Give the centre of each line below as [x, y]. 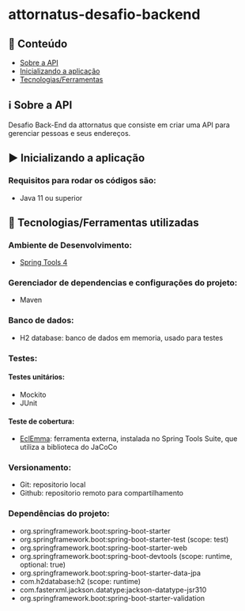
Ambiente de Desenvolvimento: [70, 245]
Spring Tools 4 [43, 262]
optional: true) [42, 564]
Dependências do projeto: [59, 514]
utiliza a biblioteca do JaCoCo [68, 447]
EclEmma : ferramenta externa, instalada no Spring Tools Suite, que [128, 439]
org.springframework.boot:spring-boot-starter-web [103, 548]
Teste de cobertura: [41, 421]
